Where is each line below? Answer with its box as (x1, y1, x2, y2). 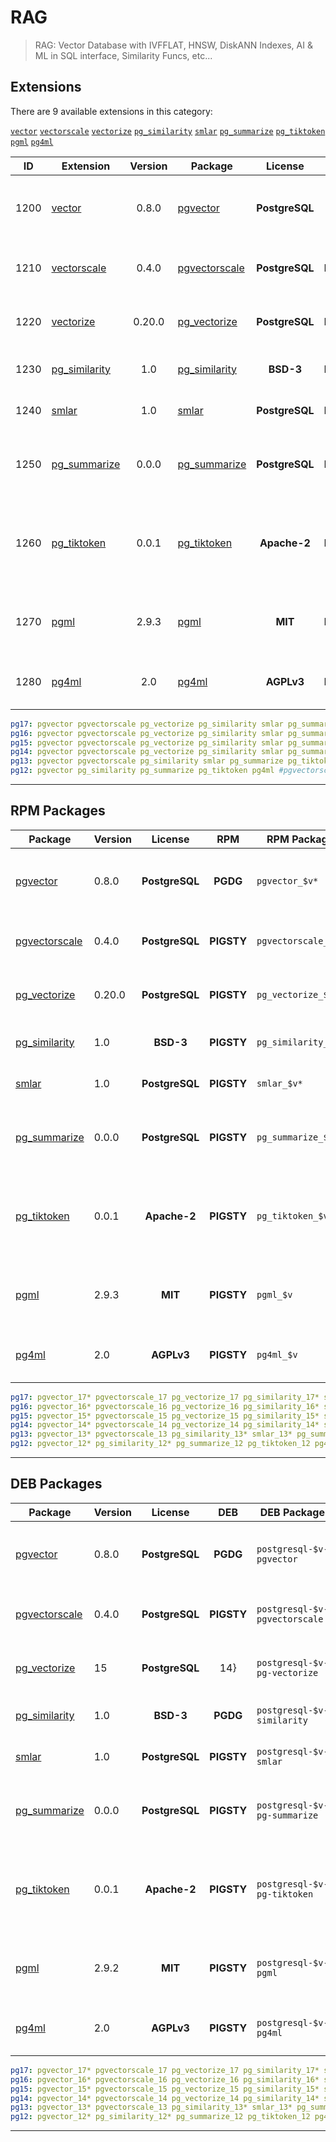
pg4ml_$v (256, 1349, 298, 1360)
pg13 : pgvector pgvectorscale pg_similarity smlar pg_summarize (10, 756, 284, 766)
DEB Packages (10, 1476, 103, 1493)
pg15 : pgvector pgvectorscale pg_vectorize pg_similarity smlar (10, 737, 284, 748)
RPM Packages (10, 802, 106, 820)
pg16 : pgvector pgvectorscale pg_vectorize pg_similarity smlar (10, 728, 284, 738)
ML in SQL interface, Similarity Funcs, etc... (34, 49, 213, 61)
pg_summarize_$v (256, 1131, 334, 1143)
